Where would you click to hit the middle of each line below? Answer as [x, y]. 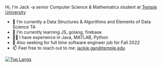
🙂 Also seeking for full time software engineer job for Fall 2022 [76, 43]
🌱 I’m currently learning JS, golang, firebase [57, 32]
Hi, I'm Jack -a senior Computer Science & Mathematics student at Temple [81, 7]
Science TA [24, 27]
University [16, 12]
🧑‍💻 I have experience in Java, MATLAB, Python [60, 37]
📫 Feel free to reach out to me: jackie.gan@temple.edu [69, 48]
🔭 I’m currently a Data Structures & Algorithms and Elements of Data [81, 22]
